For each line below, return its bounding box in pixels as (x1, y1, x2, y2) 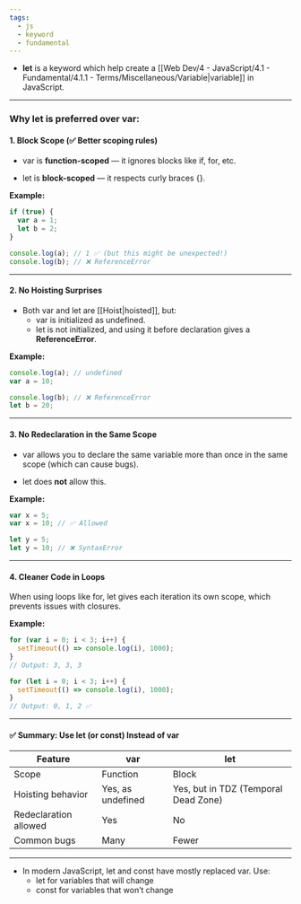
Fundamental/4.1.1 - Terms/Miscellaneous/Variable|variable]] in (21, 73, 254, 83)
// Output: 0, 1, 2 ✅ (9, 702, 92, 711)
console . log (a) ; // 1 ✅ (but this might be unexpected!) (9, 249, 228, 258)
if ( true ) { (9, 207, 54, 216)
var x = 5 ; (9, 511, 50, 520)
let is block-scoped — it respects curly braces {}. (21, 172, 206, 184)
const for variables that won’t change (35, 885, 174, 896)
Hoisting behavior (13, 788, 89, 801)
